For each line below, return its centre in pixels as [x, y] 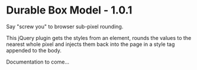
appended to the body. [34, 50]
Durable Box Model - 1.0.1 [69, 10]
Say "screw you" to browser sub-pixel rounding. [65, 26]
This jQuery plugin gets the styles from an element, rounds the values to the [99, 38]
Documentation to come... [38, 62]
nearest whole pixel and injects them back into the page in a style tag [91, 44]
